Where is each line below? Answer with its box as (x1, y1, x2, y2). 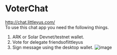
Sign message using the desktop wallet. (12, 44, 94, 50)
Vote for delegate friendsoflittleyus (12, 39, 83, 45)
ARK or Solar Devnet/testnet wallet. (12, 34, 84, 40)
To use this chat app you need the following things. (5, 24, 109, 30)
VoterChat (5, 3, 48, 14)
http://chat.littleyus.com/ (5, 19, 55, 25)
